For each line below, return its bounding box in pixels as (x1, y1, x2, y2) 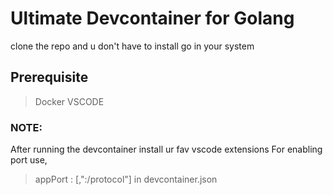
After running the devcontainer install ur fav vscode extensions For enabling (10, 143, 323, 156)
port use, (10, 154, 48, 166)
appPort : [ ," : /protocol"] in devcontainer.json (34, 173, 218, 186)
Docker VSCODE (34, 95, 105, 107)
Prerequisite (10, 69, 89, 86)
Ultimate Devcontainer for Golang (10, 7, 295, 30)
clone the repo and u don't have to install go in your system (10, 40, 255, 52)
